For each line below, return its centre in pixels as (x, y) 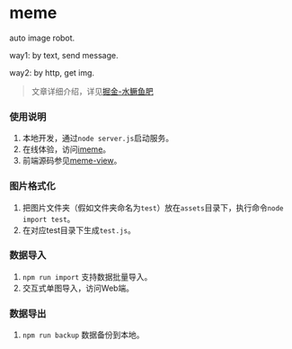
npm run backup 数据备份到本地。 (83, 335)
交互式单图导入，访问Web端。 (78, 288)
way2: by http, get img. (52, 72)
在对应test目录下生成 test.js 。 (79, 230)
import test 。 (49, 219)
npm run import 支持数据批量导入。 (87, 276)
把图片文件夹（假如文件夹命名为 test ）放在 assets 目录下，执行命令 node (153, 207)
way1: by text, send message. (64, 55)
